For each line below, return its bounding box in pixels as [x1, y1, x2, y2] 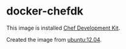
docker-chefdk [6, 4, 84, 18]
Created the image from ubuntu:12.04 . [6, 36, 102, 43]
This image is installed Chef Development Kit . [6, 24, 121, 31]
